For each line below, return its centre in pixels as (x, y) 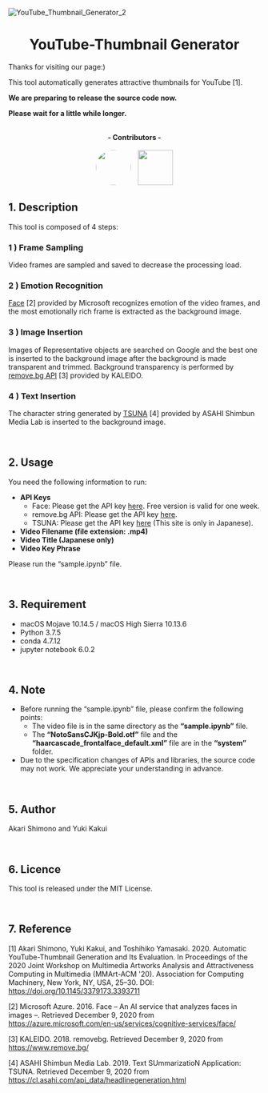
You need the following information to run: (78, 482)
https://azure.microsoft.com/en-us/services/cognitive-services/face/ (122, 1023)
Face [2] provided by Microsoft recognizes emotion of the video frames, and (134, 303)
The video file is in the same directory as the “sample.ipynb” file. (140, 726)
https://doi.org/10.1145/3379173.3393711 (74, 991)
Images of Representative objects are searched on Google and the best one (133, 350)
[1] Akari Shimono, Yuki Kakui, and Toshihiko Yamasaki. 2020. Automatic (127, 948)
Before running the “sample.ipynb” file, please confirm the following (132, 709)
